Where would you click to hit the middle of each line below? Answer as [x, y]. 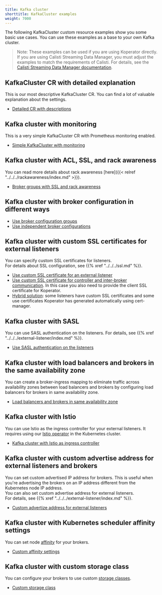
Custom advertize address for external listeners [59, 507]
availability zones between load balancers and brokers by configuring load [79, 387]
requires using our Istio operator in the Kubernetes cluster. [63, 434]
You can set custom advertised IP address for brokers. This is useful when [79, 477]
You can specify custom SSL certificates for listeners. [59, 261]
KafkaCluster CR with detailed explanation [70, 83]
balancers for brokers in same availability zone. [52, 392]
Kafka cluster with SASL [42, 321]
